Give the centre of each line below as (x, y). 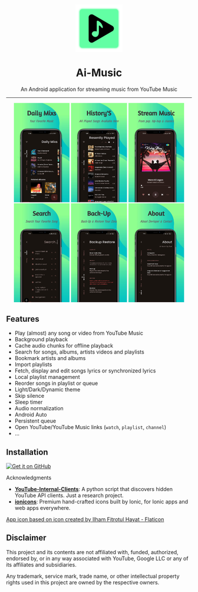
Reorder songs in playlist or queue (56, 383)
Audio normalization (39, 408)
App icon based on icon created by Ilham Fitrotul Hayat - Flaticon (85, 519)
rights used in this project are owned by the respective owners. (83, 582)
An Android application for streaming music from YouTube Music (99, 89)
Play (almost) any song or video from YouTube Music (79, 333)
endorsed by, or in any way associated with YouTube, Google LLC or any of (97, 558)
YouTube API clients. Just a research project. (69, 495)
